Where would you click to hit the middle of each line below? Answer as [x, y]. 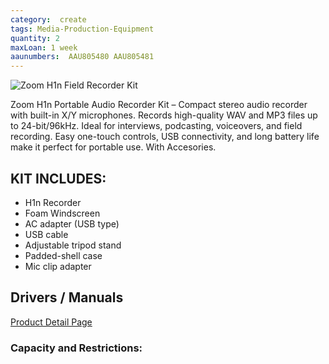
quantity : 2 [35, 38]
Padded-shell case [63, 255]
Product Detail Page [51, 322]
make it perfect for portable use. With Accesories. [113, 147]
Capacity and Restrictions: [76, 348]
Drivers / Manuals [67, 297]
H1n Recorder [53, 202]
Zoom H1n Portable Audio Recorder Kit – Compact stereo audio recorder [159, 105]
